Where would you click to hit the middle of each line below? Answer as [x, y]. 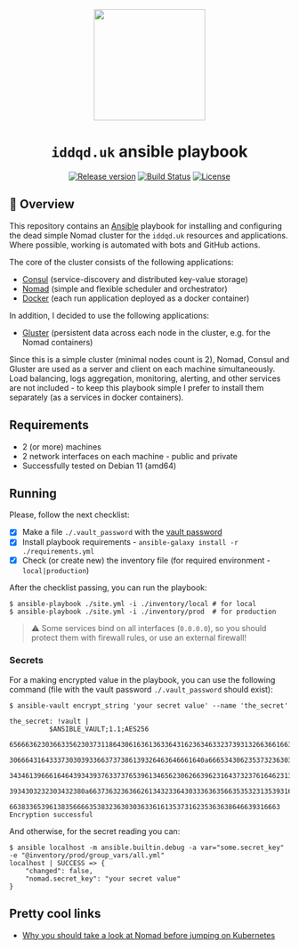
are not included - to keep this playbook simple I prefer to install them [137, 387]
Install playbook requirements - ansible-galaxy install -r [130, 542]
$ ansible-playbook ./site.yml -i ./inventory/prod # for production [143, 612]
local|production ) [56, 570]
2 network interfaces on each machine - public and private [130, 456]
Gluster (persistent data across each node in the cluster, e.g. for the [146, 332]
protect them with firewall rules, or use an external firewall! [139, 637]
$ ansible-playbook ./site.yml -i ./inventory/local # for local [133, 604]
